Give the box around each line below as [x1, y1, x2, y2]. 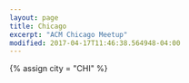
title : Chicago [9, 22, 67, 31]
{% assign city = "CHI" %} [9, 63, 108, 74]
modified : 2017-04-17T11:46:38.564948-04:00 [9, 38, 181, 48]
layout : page [9, 13, 59, 23]
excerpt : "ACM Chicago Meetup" [9, 30, 128, 39]
